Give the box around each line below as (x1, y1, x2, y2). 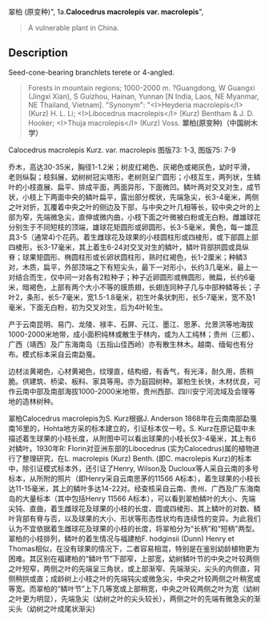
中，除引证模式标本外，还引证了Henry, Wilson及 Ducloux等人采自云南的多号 (8, 463, 259, 473)
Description (8, 46, 68, 60)
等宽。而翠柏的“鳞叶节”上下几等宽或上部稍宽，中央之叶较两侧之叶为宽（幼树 (8, 583, 260, 593)
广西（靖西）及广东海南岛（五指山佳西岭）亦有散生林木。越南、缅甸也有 (8, 339, 247, 349)
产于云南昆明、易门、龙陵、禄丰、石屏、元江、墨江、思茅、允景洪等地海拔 (8, 319, 254, 329)
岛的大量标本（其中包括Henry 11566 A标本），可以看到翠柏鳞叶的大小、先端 (8, 494, 256, 503)
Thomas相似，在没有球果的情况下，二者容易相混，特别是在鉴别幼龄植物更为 (8, 543, 260, 553)
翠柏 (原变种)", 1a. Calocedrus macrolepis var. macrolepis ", (8, 7, 204, 16)
